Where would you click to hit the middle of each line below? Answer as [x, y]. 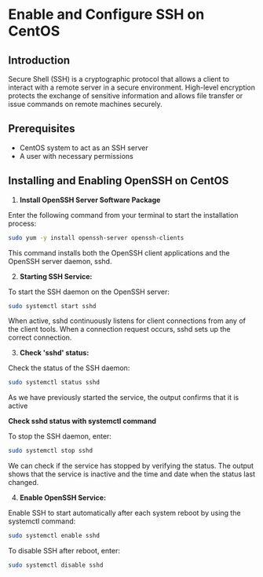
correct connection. [40, 338]
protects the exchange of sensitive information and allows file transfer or [126, 96]
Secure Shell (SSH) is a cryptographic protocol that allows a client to [119, 79]
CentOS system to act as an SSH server [84, 148]
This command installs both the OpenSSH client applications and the [119, 252]
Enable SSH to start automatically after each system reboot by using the [124, 513]
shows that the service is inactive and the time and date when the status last [132, 474]
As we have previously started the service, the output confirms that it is [124, 398]
